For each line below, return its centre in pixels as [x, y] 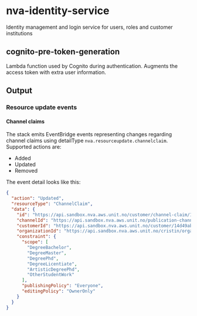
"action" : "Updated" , [38, 199]
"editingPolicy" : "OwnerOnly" [58, 291]
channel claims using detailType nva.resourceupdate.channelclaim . [87, 141]
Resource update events [42, 107]
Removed [26, 171]
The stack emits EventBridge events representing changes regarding [89, 135]
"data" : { [23, 209]
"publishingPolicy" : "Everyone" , [62, 286]
